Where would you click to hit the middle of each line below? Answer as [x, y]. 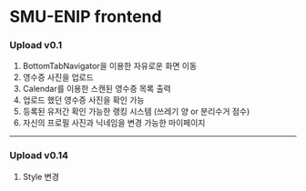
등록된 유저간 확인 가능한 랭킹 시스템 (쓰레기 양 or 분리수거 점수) [136, 112]
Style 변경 [41, 176]
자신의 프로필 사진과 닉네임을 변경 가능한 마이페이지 [114, 123]
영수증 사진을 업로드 [58, 77]
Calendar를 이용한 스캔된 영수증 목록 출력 [97, 89]
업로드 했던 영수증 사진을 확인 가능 [83, 100]
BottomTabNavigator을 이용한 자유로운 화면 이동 [110, 66]
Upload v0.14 [39, 156]
